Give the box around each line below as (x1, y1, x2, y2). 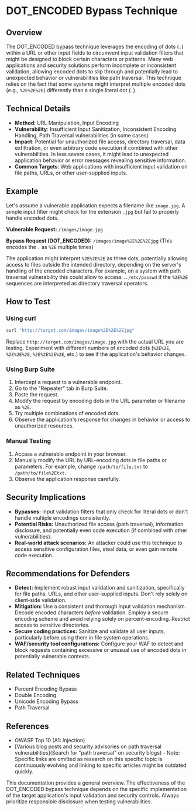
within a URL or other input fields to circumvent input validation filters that (6, 49, 184, 56)
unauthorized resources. (14, 422, 74, 429)
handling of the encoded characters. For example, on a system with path (6, 267, 181, 274)
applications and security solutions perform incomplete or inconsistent (6, 62, 177, 69)
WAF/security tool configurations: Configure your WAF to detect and (14, 640, 184, 647)
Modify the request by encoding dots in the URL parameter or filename (14, 398, 185, 405)
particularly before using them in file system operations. (14, 634, 150, 641)
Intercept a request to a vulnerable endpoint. (14, 379, 122, 386)
